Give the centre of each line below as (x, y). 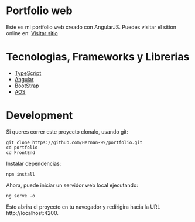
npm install (20, 174)
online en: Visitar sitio (32, 33)
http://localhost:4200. (32, 213)
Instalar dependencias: (34, 163)
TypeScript (28, 73)
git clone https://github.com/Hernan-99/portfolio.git (74, 142)
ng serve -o (20, 196)
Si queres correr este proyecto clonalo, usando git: (67, 132)
